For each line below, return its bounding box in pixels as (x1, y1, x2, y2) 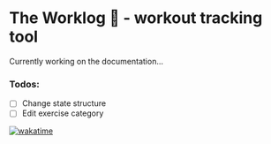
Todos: (9, 78, 40, 90)
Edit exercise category (21, 108, 104, 118)
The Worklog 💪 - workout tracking (9, 8, 263, 28)
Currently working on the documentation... (9, 56, 164, 66)
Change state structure (21, 98, 107, 109)
